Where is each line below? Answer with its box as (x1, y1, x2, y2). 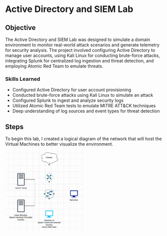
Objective (5, 23, 36, 32)
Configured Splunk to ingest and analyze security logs (12, 97, 124, 103)
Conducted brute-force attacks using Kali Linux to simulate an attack (12, 92, 153, 98)
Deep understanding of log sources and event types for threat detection (12, 108, 160, 114)
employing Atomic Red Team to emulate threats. (5, 63, 103, 69)
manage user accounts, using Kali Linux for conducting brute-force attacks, (5, 52, 161, 58)
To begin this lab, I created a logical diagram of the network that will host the (5, 136, 163, 142)
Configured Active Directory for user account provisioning (12, 87, 132, 93)
